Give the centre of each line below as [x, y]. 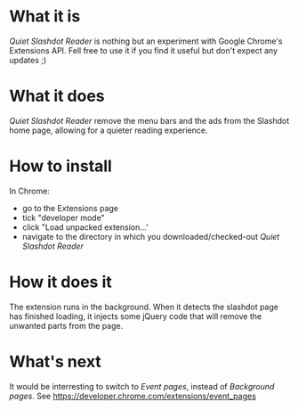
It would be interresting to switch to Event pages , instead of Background [142, 386]
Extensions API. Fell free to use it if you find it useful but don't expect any [144, 50]
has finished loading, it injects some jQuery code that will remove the [136, 316]
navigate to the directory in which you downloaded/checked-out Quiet [151, 236]
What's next [56, 361]
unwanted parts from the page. [66, 325]
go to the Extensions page [70, 208]
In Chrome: [30, 191]
